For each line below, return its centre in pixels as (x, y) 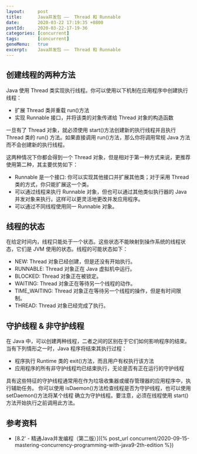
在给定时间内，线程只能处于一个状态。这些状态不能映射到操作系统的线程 (93, 242)
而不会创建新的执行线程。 (37, 144)
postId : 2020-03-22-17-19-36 (47, 28)
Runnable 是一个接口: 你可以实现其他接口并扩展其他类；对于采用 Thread (102, 177)
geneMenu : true (27, 45)
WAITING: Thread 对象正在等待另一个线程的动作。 (75, 284)
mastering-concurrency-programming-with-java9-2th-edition (89, 445)
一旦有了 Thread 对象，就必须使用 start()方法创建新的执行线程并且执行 (91, 130)
